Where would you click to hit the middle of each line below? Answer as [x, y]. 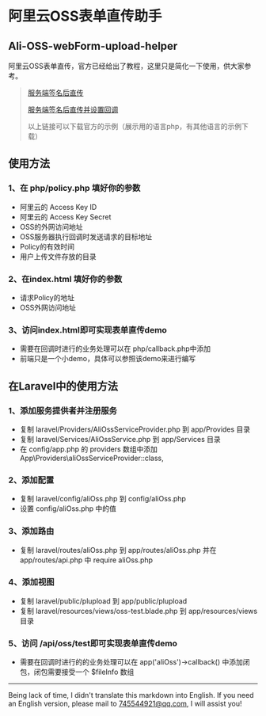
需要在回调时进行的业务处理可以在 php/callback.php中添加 [115, 348]
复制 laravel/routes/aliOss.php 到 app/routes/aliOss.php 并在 [118, 550]
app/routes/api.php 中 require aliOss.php [86, 560]
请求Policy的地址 [47, 297]
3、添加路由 [31, 531]
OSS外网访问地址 [48, 307]
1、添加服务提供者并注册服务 [63, 410]
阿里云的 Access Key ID [58, 207]
